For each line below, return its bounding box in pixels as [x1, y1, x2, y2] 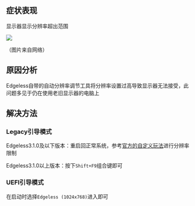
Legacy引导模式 [6, 127, 52, 136]
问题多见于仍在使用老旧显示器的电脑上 [6, 89, 99, 96]
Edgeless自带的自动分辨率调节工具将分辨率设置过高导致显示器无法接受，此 [6, 82, 189, 89]
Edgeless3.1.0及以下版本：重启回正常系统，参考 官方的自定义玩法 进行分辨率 [6, 142, 190, 149]
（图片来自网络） [6, 46, 48, 53]
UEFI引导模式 [6, 178, 44, 186]
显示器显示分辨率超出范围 [6, 22, 69, 30]
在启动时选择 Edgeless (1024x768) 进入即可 [6, 193, 109, 200]
